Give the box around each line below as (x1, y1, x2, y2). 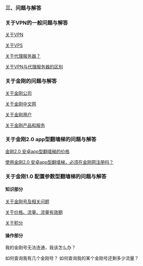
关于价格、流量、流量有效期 (5, 209, 63, 215)
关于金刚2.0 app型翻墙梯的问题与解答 (5, 136, 97, 143)
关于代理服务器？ (5, 53, 41, 59)
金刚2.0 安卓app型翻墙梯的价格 (5, 148, 69, 154)
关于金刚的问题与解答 (5, 78, 57, 85)
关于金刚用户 (5, 111, 32, 117)
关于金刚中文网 (5, 101, 36, 107)
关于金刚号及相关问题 (5, 198, 49, 205)
